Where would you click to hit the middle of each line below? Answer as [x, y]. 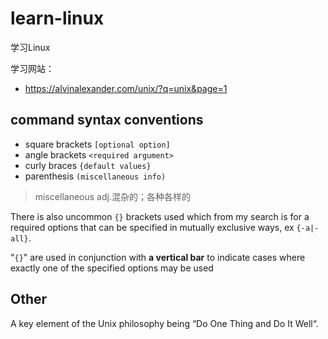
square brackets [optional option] [97, 144]
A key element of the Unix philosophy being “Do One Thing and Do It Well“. [164, 323]
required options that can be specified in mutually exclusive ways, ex [152, 227]
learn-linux [57, 18]
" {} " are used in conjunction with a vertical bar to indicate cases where [158, 257]
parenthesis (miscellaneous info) [95, 176]
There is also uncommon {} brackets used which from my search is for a [160, 216]
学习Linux [30, 47]
